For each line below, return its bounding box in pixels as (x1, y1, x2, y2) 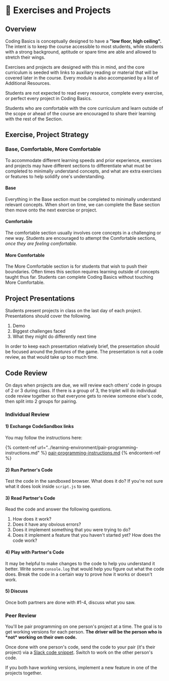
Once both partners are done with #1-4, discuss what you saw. (5, 599, 136, 605)
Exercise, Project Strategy (5, 131, 89, 139)
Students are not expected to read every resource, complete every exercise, (5, 90, 164, 96)
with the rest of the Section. (5, 116, 63, 122)
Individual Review (5, 411, 49, 418)
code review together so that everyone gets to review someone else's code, (5, 393, 163, 399)
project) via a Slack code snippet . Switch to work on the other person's (5, 650, 153, 656)
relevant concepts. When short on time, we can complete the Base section (5, 201, 160, 207)
